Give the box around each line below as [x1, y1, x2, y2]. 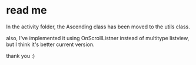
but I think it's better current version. [6, 41, 95, 48]
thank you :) [6, 52, 35, 59]
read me [6, 4, 47, 17]
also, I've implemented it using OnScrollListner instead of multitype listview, [6, 34, 190, 41]
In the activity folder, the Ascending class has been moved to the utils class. [6, 23, 190, 30]
